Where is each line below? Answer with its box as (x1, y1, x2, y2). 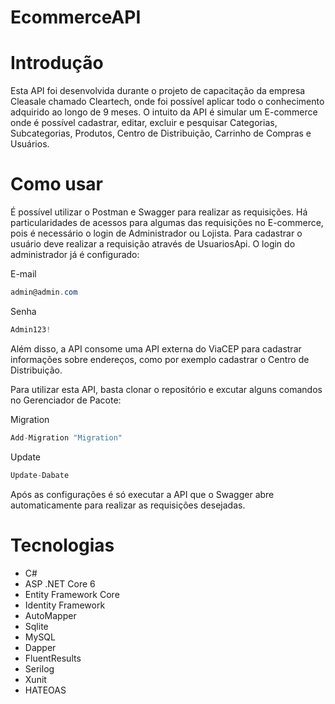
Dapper (24, 641, 57, 653)
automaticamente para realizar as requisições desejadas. (10, 499, 246, 511)
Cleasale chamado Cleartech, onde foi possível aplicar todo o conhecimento (10, 96, 325, 108)
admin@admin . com (10, 287, 78, 298)
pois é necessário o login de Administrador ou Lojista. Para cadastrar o (10, 227, 303, 240)
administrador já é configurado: (10, 249, 140, 261)
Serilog (24, 662, 55, 675)
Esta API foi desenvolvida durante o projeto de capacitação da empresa (10, 85, 306, 97)
